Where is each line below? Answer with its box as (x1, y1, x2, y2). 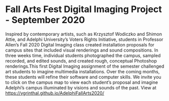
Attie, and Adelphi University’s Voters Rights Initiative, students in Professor (5, 36, 164, 42)
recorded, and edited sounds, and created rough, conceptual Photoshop (5, 58, 157, 64)
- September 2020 (5, 14, 86, 26)
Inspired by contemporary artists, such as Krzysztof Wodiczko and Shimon (5, 31, 162, 37)
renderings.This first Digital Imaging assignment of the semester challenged (5, 63, 164, 69)
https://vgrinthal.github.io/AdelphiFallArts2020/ (5, 90, 104, 96)
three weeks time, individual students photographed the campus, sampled (5, 52, 161, 59)
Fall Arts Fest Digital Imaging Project (5, 4, 162, 15)
